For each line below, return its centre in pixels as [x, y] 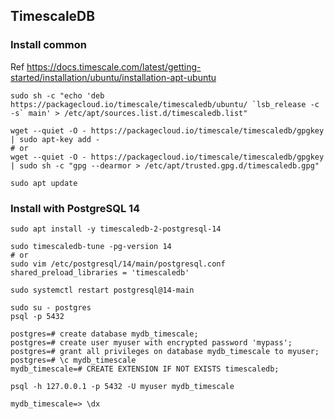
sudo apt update [44, 183]
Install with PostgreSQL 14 [75, 208]
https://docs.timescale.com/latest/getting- [114, 66]
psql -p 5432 [37, 316]
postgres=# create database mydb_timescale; [104, 334]
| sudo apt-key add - [55, 139]
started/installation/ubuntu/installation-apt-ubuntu [113, 77]
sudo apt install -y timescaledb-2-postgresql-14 [116, 229]
